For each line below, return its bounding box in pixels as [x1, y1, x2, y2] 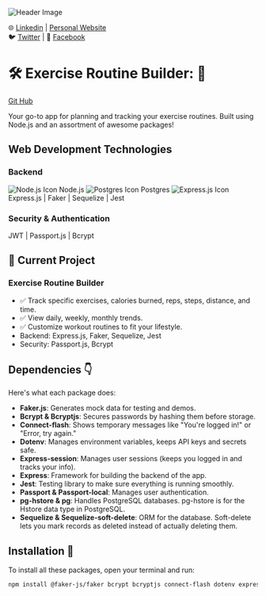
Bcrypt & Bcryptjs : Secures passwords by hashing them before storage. [19, 412, 256, 422]
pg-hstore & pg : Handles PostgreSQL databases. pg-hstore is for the [19, 496, 245, 506]
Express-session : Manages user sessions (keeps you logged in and [19, 454, 243, 464]
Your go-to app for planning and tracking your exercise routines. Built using [8, 111, 254, 120]
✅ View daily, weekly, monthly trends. [19, 313, 143, 323]
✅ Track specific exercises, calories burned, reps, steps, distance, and [19, 296, 251, 305]
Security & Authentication [8, 212, 111, 223]
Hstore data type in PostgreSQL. [19, 504, 125, 514]
